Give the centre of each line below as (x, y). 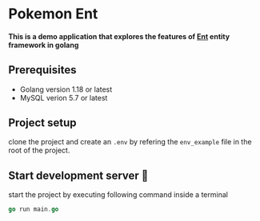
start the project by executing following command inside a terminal (118, 195)
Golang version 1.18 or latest (66, 89)
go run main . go (34, 209)
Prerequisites (42, 70)
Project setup (43, 122)
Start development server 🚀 (78, 175)
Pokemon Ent (53, 14)
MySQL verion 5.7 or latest (64, 97)
